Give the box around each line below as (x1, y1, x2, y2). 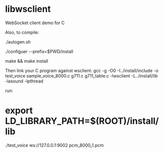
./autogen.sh (5, 38, 31, 45)
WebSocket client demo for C (5, 20, 65, 26)
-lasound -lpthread (5, 78, 43, 84)
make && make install (5, 58, 48, 64)
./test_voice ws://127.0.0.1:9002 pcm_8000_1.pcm (5, 142, 104, 148)
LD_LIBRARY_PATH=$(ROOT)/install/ (5, 115, 159, 127)
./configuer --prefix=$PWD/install (5, 48, 73, 54)
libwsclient (5, 3, 51, 15)
